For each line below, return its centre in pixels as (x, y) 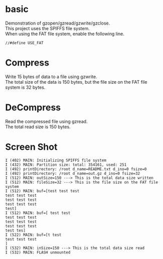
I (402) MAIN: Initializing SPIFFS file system (56, 160)
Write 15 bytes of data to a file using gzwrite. (51, 77)
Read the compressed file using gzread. (46, 121)
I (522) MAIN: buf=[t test (33, 235)
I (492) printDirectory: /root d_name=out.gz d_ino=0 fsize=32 (73, 173)
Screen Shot (31, 147)
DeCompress (33, 107)
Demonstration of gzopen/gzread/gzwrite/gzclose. (58, 23)
